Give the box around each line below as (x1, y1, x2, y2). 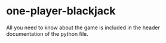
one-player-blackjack (6, 4, 116, 18)
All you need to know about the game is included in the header (6, 24, 160, 31)
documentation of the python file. (6, 30, 88, 37)
